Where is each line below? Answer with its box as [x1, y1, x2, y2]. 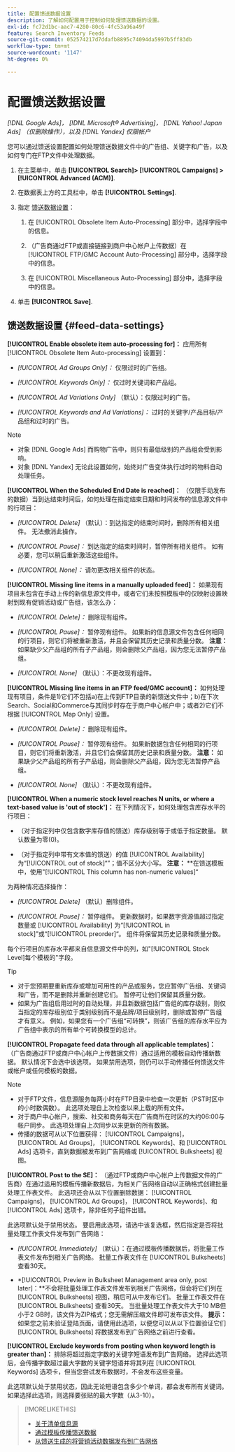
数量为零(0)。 [23, 835, 63, 843]
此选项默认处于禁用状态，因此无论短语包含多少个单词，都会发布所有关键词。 [7, 1382, 228, 1390]
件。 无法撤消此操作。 [17, 527, 81, 535]
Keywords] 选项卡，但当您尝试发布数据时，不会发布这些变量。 [7, 1367, 187, 1376]
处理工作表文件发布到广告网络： [13, 1229, 106, 1237]
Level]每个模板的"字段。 [7, 953, 77, 961]
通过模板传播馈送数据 [34, 1428, 97, 1437]
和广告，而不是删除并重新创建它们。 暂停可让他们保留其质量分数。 [17, 990, 210, 998]
